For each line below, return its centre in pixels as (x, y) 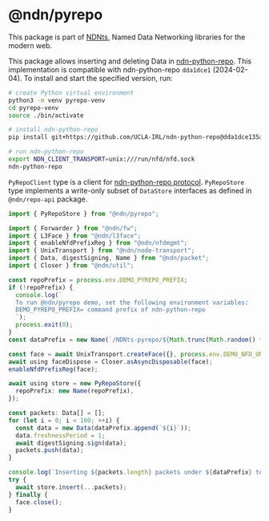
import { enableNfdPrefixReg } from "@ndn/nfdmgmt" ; (98, 243)
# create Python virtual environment (71, 93)
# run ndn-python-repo (46, 152)
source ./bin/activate (46, 115)
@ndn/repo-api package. (48, 199)
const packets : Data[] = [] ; (57, 413)
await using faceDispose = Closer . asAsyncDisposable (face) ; (111, 362)
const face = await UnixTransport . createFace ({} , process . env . (116, 354)
